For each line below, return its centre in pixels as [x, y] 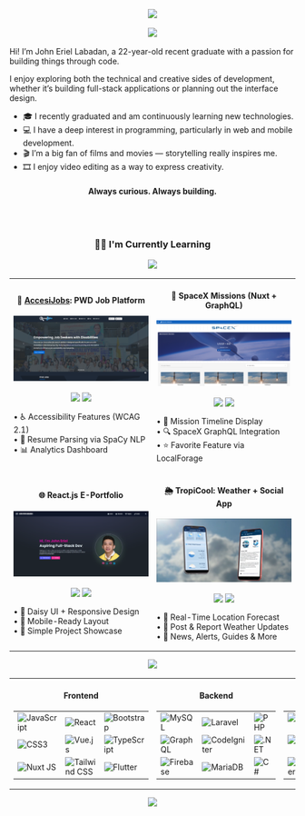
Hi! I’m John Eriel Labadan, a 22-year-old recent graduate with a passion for [152, 51]
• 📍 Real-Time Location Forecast [218, 617]
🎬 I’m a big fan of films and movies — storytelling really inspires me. [150, 153]
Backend [216, 696]
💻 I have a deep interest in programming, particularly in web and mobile [157, 130]
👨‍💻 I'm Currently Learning [152, 244]
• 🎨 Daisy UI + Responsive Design [76, 611]
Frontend [81, 696]
